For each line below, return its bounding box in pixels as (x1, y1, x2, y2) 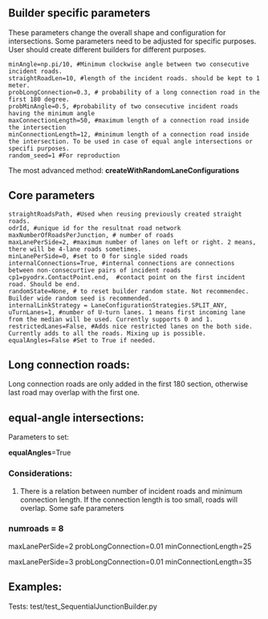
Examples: (8, 581, 63, 594)
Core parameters (8, 188, 95, 203)
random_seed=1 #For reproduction (8, 152, 120, 160)
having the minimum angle (8, 109, 95, 117)
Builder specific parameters (8, 6, 151, 20)
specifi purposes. (8, 144, 70, 152)
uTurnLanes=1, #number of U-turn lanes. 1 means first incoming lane (8, 308, 246, 316)
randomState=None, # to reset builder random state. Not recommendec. (8, 287, 250, 295)
